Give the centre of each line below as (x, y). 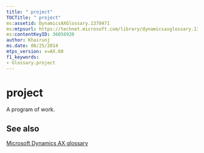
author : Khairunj (28, 40)
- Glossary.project (31, 63)
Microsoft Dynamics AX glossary (47, 143)
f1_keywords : (23, 57)
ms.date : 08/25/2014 (32, 46)
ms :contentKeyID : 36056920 (40, 35)
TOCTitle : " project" (34, 18)
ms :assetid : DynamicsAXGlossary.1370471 (58, 23)
